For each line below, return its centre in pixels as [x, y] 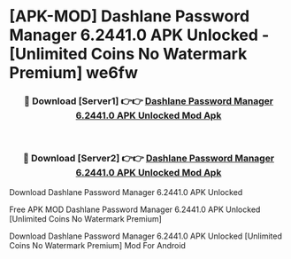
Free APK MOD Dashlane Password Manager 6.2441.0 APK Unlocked [135, 209]
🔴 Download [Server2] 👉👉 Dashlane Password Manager [149, 159]
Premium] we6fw [74, 73]
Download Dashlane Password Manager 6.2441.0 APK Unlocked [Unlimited [146, 236]
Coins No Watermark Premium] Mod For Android [97, 245]
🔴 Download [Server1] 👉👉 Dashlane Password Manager [149, 101]
